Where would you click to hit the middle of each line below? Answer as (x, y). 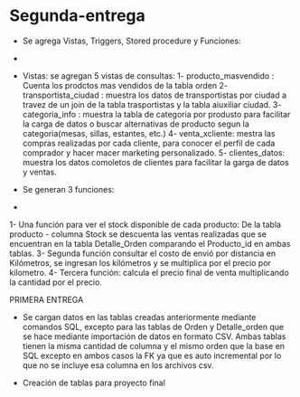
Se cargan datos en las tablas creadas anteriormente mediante (139, 317)
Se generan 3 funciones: (68, 189)
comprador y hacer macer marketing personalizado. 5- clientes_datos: (154, 152)
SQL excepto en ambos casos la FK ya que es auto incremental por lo (152, 355)
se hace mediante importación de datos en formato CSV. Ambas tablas (154, 336)
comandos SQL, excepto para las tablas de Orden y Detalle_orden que (153, 326)
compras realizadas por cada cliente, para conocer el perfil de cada (149, 143)
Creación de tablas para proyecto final (94, 383)
